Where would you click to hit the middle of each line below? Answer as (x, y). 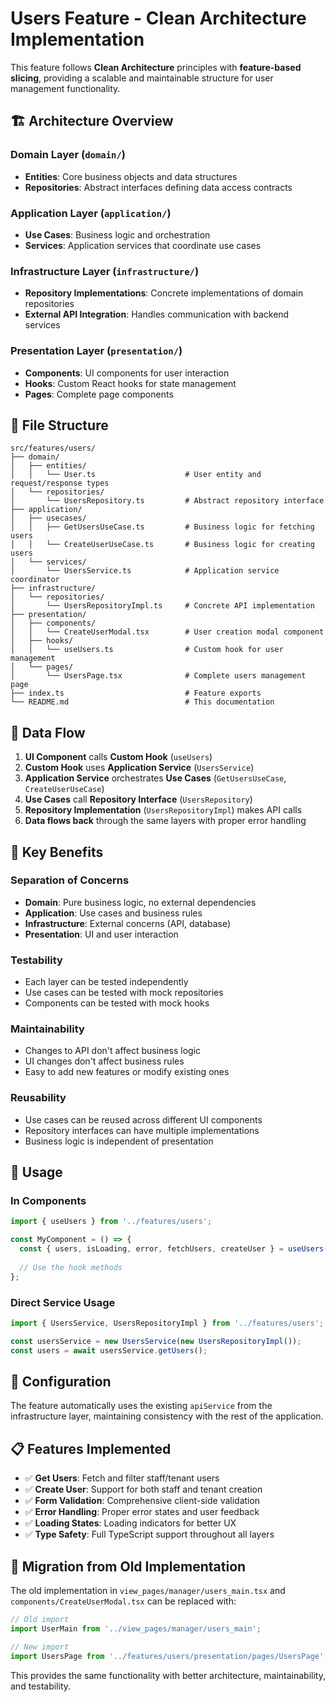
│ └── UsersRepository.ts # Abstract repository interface (167, 501)
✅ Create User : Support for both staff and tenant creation (143, 1489)
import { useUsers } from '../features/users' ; (111, 1222)
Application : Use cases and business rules (113, 913)
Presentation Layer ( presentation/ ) (96, 351)
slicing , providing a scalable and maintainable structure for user (142, 78)
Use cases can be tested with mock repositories (124, 993)
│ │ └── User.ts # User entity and (136, 475)
